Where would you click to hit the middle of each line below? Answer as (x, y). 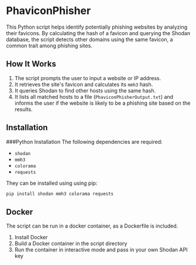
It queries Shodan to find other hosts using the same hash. (85, 90)
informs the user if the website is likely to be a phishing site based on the (102, 103)
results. (24, 109)
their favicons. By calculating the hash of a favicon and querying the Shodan (98, 33)
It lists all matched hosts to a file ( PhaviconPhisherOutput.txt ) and (94, 97)
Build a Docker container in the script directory (71, 243)
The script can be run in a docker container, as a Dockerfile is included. (92, 226)
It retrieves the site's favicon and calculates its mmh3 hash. (84, 84)
